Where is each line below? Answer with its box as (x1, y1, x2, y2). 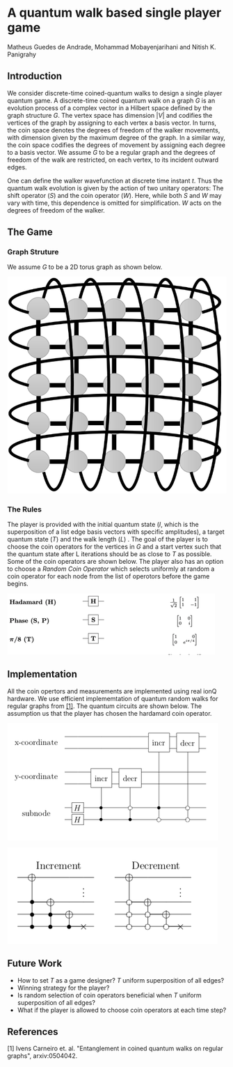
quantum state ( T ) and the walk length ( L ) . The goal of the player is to (7, 535, 209, 544)
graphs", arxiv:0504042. (7, 1052, 78, 1060)
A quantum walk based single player (7, 5, 222, 21)
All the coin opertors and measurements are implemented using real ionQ (7, 686, 217, 695)
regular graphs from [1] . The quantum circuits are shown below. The (7, 702, 202, 710)
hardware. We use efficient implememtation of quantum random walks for (7, 694, 218, 703)
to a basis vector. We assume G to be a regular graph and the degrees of (7, 148, 216, 156)
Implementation (7, 668, 78, 680)
